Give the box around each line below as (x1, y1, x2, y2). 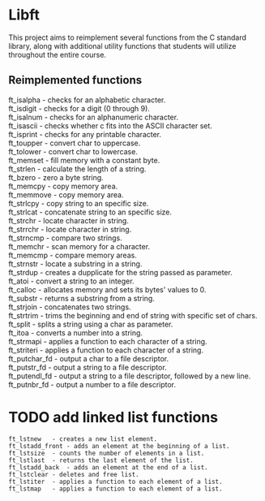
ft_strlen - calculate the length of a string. (8, 164, 147, 174)
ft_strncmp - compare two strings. (8, 233, 123, 243)
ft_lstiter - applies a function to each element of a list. (8, 477, 223, 486)
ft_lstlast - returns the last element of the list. (8, 456, 194, 464)
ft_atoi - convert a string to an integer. (8, 276, 135, 286)
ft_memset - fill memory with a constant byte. (8, 155, 160, 165)
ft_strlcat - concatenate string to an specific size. (8, 207, 173, 217)
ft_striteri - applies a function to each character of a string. (8, 345, 204, 355)
